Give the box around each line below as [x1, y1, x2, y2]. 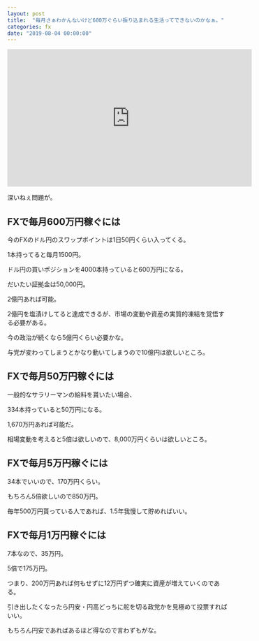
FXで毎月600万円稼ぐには [7, 216, 121, 228]
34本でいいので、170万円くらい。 [7, 477, 105, 485]
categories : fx [7, 23, 52, 30]
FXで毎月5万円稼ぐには [7, 457, 108, 469]
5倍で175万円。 [7, 563, 52, 573]
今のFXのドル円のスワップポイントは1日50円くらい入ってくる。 [7, 235, 190, 244]
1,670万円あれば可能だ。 [7, 420, 78, 428]
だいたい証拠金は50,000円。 [7, 280, 89, 288]
